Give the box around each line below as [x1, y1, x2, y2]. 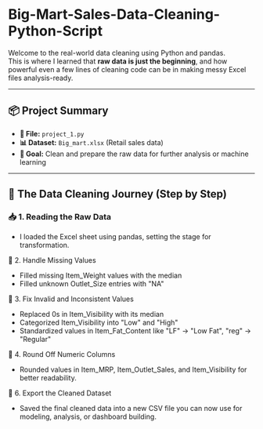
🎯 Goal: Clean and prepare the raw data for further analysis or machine [19, 149, 249, 158]
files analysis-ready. [8, 73, 74, 82]
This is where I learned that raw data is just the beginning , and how [8, 56, 228, 66]
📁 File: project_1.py [19, 129, 85, 138]
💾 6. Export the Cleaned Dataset [8, 388, 112, 398]
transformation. [19, 241, 70, 250]
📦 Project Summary [8, 104, 109, 118]
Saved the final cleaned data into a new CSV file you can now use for [19, 404, 243, 413]
